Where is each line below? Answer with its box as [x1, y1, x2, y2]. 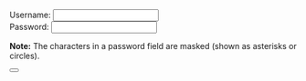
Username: [9, 9, 52, 20]
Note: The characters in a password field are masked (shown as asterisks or [9, 41, 297, 51]
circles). [9, 50, 40, 61]
